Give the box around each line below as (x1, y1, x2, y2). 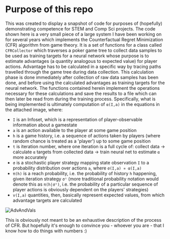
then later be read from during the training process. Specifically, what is (5, 95, 156, 102)
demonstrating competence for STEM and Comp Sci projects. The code (5, 25, 156, 31)
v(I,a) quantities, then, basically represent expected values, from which (12, 192, 165, 198)
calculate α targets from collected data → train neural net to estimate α (12, 149, 160, 155)
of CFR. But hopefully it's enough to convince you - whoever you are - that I (5, 222, 164, 228)
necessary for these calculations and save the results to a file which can (5, 90, 157, 96)
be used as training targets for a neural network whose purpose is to (5, 52, 149, 59)
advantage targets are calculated (12, 197, 82, 203)
